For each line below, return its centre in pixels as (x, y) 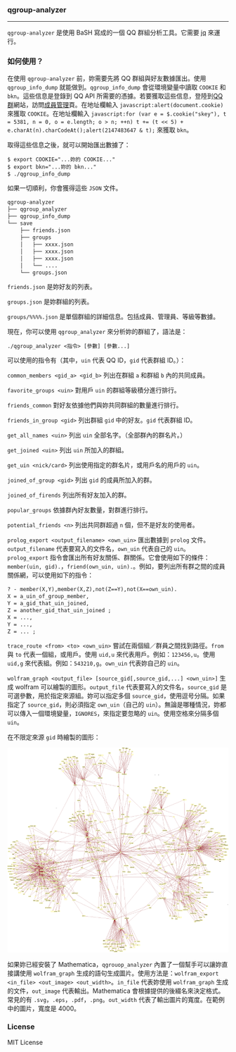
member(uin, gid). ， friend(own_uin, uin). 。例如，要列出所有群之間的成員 (117, 566)
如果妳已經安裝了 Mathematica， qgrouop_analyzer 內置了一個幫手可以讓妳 (115, 964)
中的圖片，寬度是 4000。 (44, 1008)
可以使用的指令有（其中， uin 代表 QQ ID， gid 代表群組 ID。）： (97, 360)
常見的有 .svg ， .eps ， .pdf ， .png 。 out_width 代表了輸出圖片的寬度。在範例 (116, 999)
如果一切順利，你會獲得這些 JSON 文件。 (65, 187)
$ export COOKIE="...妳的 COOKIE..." (61, 159)
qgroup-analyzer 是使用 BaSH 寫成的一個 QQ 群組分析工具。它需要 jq (107, 32)
